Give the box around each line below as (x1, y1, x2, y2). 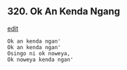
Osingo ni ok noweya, (7, 50, 71, 57)
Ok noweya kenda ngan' (7, 56, 74, 63)
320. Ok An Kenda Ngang (7, 6, 121, 17)
